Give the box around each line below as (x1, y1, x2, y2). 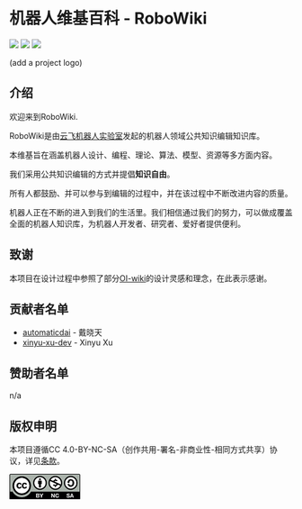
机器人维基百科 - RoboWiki (9, 8, 208, 29)
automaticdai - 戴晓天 (22, 327, 103, 338)
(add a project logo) (9, 57, 83, 68)
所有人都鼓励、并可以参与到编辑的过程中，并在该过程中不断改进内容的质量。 (9, 187, 293, 198)
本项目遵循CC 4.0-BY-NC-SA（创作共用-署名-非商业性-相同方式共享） (9, 444, 271, 455)
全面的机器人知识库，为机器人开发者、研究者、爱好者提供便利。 (9, 218, 245, 229)
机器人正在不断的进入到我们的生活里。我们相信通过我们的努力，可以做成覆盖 (9, 206, 293, 217)
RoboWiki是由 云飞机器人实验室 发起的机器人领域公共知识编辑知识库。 (9, 130, 265, 141)
